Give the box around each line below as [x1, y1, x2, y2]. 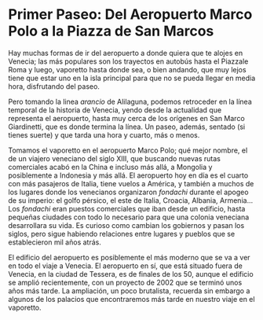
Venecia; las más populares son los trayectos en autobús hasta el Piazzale [8, 57, 249, 66]
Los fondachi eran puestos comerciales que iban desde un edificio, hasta [8, 204, 246, 213]
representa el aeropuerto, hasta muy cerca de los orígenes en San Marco [8, 113, 245, 123]
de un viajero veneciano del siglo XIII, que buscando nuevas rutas [8, 153, 221, 163]
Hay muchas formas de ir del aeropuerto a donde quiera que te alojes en [8, 48, 243, 57]
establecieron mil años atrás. [8, 237, 102, 247]
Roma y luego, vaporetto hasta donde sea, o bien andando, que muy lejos [8, 64, 247, 74]
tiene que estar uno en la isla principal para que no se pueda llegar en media [8, 73, 256, 83]
